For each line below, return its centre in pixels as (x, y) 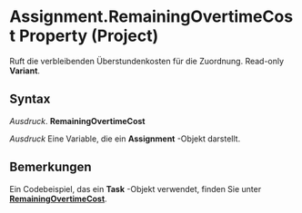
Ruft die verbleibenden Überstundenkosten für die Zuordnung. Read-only (147, 61)
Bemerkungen (51, 167)
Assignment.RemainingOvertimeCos (151, 17)
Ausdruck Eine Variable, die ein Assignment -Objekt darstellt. (125, 139)
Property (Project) (89, 36)
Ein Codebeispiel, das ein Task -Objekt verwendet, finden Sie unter (136, 189)
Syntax (30, 99)
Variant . (25, 71)
